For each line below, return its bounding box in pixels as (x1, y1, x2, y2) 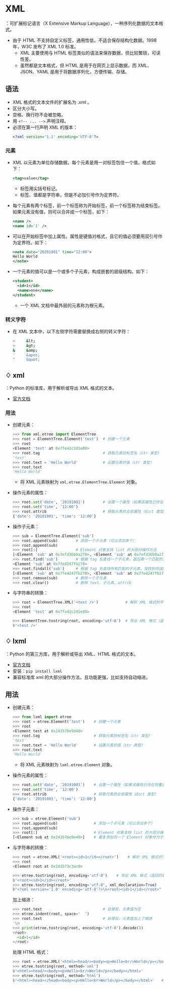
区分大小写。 (12, 105, 39, 111)
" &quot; (12, 357, 40, 362)
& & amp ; (12, 348, 38, 353)
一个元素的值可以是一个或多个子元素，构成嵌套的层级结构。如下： (12, 268, 149, 274)
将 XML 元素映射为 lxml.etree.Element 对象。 (20, 762, 115, 768)
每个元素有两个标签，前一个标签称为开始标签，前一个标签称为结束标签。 (12, 202, 162, 209)
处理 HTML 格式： (12, 949, 50, 955)
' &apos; (12, 352, 40, 357)
